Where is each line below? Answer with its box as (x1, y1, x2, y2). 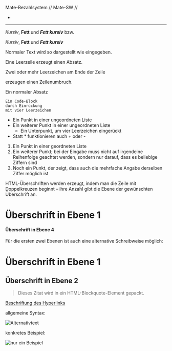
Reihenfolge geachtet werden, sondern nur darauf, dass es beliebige (12, 154, 158, 160)
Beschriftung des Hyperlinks (5, 300, 66, 306)
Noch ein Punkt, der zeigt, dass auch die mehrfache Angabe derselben (12, 165, 163, 171)
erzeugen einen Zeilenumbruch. (5, 79, 73, 85)
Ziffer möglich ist (12, 171, 49, 176)
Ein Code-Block (5, 99, 38, 104)
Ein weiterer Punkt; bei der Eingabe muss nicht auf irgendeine (12, 149, 143, 155)
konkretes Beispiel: (5, 330, 46, 336)
